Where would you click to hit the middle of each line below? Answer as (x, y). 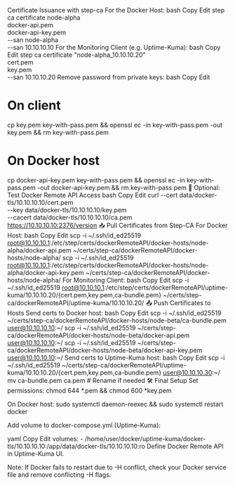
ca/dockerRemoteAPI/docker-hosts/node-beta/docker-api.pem (99, 335)
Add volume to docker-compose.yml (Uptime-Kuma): (84, 425)
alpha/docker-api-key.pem (46, 272)
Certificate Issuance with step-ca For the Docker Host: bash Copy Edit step (116, 10)
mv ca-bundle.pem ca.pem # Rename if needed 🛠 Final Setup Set (103, 380)
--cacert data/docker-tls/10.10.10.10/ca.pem (70, 217)
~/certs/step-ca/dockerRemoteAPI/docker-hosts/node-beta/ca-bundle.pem (117, 320)
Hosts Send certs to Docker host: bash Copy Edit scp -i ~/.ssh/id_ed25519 (114, 313)
